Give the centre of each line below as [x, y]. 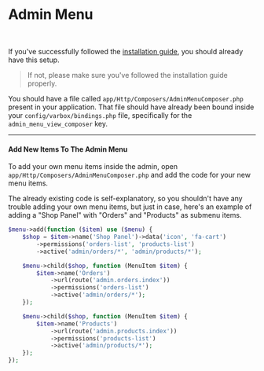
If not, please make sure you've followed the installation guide [127, 75]
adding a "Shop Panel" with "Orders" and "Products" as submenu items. [125, 215]
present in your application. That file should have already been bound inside [131, 107]
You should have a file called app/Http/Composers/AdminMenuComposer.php [126, 98]
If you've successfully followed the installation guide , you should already [126, 51]
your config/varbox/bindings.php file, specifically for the [100, 115]
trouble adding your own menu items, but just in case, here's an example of [130, 207]
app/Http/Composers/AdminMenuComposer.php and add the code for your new [130, 175]
